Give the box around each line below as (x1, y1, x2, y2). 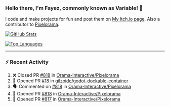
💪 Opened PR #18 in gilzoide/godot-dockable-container (12, 78, 129, 84)
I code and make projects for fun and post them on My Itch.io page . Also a (5, 16, 160, 22)
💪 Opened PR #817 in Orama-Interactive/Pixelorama (12, 96, 120, 102)
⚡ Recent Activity (5, 59, 49, 66)
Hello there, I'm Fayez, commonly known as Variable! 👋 (5, 5, 143, 12)
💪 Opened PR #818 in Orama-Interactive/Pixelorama (12, 90, 121, 96)
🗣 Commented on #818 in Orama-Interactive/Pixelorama (12, 83, 132, 89)
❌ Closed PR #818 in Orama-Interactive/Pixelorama (12, 72, 119, 78)
